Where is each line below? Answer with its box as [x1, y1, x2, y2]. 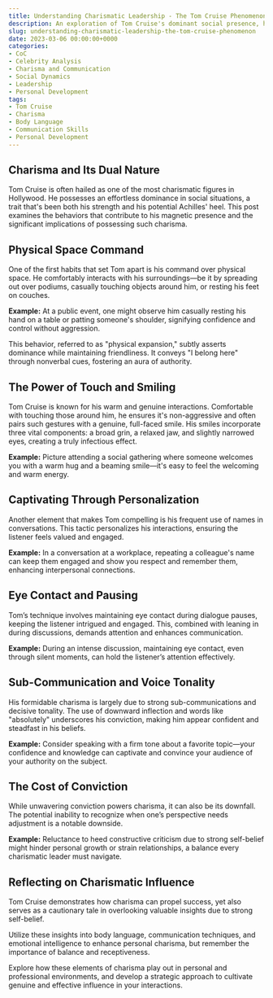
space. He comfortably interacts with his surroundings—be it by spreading [8, 274, 258, 283]
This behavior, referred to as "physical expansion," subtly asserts [8, 339, 227, 349]
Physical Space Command [8, 243, 145, 256]
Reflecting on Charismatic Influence [8, 875, 195, 889]
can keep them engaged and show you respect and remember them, [8, 556, 238, 566]
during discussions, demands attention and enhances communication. [8, 628, 244, 637]
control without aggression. [8, 323, 101, 334]
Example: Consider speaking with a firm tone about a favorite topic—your [8, 738, 256, 749]
